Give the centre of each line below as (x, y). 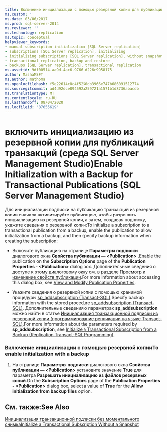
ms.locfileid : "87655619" (32, 107)
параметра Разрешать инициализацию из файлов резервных (79, 375)
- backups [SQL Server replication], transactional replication (73, 65)
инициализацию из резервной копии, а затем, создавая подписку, (76, 219)
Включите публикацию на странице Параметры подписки (75, 250)
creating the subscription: (32, 241)
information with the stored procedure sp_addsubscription (72, 303)
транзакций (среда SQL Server (72, 153)
